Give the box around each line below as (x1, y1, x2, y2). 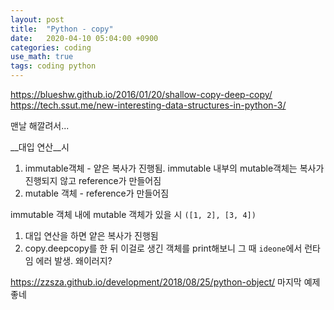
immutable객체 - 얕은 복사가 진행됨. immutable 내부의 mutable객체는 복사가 (24, 162, 325, 174)
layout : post (10, 14, 65, 25)
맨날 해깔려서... (10, 120, 70, 131)
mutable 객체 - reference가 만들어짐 (24, 187, 170, 199)
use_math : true (10, 52, 74, 62)
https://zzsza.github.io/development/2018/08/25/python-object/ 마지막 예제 (10, 276, 321, 288)
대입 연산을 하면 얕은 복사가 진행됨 (24, 230, 159, 241)
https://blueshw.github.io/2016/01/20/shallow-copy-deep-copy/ (10, 89, 273, 100)
